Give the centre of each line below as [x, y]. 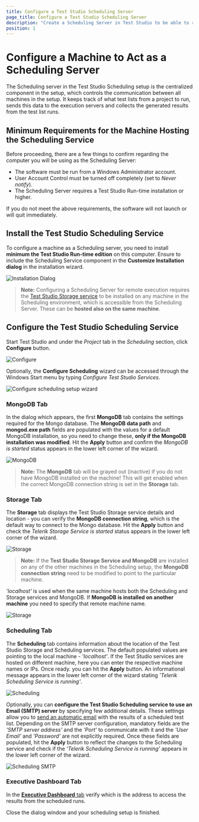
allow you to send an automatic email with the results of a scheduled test [95, 717]
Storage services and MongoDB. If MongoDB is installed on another [90, 598]
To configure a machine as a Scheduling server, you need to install [87, 247]
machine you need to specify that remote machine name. [76, 604]
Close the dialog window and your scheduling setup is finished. [84, 812]
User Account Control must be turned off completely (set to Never [95, 178]
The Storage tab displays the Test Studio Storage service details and [90, 512]
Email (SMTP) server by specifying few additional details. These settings [95, 710]
